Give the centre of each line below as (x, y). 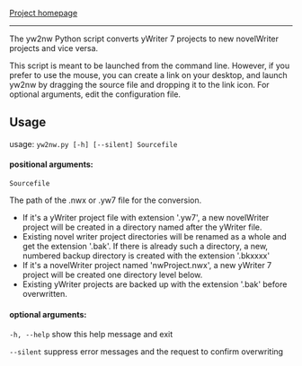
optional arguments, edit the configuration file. (95, 94)
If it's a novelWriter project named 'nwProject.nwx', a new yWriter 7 (147, 266)
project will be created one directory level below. (112, 275)
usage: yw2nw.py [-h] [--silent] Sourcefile (93, 144)
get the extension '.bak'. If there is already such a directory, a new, (145, 247)
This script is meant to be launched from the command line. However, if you (150, 65)
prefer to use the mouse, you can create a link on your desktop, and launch (148, 75)
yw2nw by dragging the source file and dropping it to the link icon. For (139, 85)
